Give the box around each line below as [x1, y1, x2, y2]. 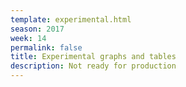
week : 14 [10, 33, 47, 43]
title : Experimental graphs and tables [10, 52, 177, 62]
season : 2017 [10, 24, 65, 34]
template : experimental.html [10, 14, 132, 25]
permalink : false [10, 42, 83, 53]
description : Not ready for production [10, 61, 177, 71]
